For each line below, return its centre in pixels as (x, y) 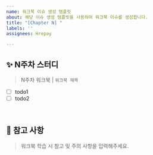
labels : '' (20, 28)
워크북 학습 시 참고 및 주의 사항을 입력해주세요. (75, 145)
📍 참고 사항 (25, 130)
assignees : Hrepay (29, 34)
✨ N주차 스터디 (32, 64)
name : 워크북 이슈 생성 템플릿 (39, 12)
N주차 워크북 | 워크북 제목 (49, 80)
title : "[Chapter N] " (34, 23)
